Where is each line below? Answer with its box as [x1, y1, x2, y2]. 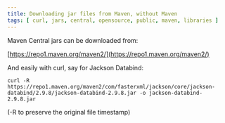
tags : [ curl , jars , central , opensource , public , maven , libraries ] [7, 17, 219, 24]
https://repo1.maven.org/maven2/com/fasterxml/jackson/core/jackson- [7, 83, 216, 90]
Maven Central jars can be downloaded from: [7, 36, 139, 44]
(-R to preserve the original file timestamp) [7, 108, 131, 116]
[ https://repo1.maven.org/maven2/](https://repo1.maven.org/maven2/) [7, 50, 210, 58]
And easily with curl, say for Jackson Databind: [7, 63, 144, 72]
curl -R [7, 77, 30, 84]
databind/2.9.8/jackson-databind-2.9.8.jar [7, 89, 137, 96]
